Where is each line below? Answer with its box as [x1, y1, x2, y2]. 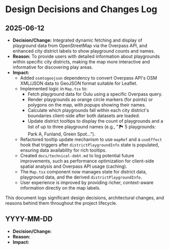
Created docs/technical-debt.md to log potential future [20, 153, 135, 158]
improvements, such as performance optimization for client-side [20, 158, 154, 164]
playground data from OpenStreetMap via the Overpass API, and [12, 43, 148, 49]
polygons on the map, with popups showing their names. [27, 102, 146, 108]
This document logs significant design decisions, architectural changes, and [5, 195, 164, 201]
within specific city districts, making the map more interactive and [12, 59, 150, 64]
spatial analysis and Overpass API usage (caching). [20, 163, 128, 169]
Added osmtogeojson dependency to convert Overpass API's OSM [20, 75, 157, 81]
